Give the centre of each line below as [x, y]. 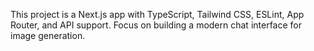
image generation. [48, 35]
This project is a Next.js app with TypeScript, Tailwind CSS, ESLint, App [157, 14]
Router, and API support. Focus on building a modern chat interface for [156, 25]
